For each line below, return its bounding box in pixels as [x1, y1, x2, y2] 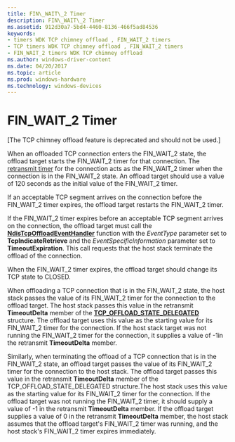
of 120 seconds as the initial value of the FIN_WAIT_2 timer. [7, 179, 178, 188]
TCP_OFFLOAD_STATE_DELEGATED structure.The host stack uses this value [7, 382, 228, 391]
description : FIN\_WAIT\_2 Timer [7, 17, 105, 24]
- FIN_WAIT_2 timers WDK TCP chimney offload [7, 50, 142, 57]
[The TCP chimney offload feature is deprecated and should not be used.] [7, 136, 221, 144]
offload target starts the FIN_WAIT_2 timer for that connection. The [7, 157, 200, 165]
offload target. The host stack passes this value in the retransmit [7, 301, 194, 310]
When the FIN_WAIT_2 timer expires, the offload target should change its [7, 265, 217, 274]
